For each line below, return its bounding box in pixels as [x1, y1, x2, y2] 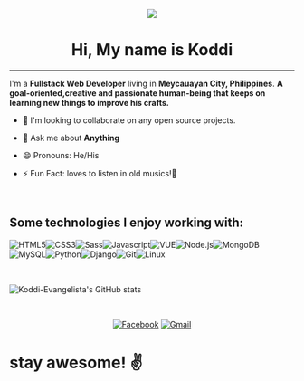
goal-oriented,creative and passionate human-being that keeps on [9, 87, 266, 99]
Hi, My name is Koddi [71, 40, 233, 61]
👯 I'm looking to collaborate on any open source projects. [22, 114, 236, 126]
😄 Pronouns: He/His [22, 149, 100, 160]
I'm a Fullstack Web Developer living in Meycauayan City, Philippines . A [9, 78, 283, 89]
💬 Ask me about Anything [22, 132, 120, 143]
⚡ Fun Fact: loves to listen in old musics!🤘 [22, 167, 177, 178]
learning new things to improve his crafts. [9, 97, 169, 108]
